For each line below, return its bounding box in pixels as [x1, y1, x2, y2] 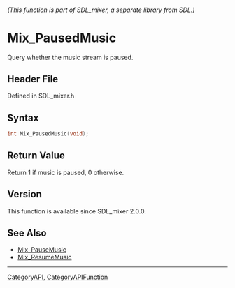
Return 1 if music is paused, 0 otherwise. [7, 168, 124, 176]
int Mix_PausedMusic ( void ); [7, 130, 90, 137]
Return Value [7, 150, 65, 162]
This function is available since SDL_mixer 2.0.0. [7, 206, 147, 215]
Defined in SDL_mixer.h [7, 91, 75, 100]
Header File [7, 73, 59, 85]
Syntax [7, 112, 39, 123]
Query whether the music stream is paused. [7, 53, 134, 61]
